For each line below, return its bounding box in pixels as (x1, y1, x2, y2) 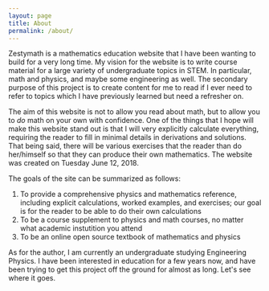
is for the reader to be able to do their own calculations (19, 207, 202, 216)
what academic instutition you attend (19, 223, 143, 233)
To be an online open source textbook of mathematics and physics (19, 232, 241, 242)
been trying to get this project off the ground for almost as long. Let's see (8, 264, 251, 274)
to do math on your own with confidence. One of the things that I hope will (8, 116, 255, 125)
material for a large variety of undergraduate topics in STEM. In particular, (8, 66, 252, 76)
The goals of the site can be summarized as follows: (8, 174, 181, 183)
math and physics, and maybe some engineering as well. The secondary (8, 74, 248, 84)
